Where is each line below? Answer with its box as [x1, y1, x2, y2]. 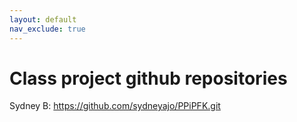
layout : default [9, 14, 77, 25]
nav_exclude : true [9, 24, 86, 34]
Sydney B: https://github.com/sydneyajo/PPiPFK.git [9, 100, 221, 112]
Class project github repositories [9, 67, 288, 90]
